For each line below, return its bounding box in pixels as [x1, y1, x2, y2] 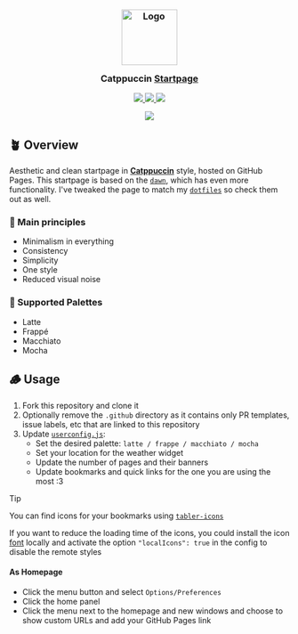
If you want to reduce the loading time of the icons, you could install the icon [9, 527, 290, 538]
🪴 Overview [9, 137, 79, 152]
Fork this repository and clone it [21, 400, 140, 410]
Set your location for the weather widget [35, 447, 184, 458]
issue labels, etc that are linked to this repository [21, 419, 200, 429]
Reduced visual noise [21, 274, 101, 285]
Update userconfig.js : [21, 428, 106, 439]
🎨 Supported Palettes [9, 297, 103, 309]
